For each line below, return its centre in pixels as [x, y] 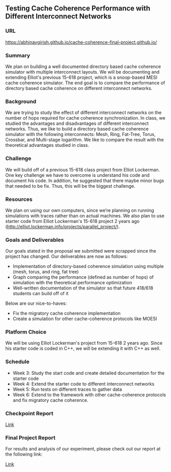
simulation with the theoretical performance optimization [72, 283]
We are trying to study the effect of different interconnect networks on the [83, 113]
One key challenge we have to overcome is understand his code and [78, 175]
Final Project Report [30, 438]
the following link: [24, 454]
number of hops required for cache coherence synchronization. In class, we [85, 118]
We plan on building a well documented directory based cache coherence [83, 66]
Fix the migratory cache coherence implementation [67, 313]
